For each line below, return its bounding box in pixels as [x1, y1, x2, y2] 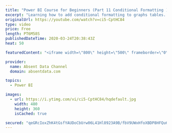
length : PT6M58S [5, 31, 40, 36]
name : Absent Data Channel [10, 64, 68, 69]
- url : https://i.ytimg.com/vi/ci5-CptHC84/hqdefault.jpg [10, 97, 137, 102]
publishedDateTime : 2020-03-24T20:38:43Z [5, 36, 95, 41]
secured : [5, 120, 24, 125]
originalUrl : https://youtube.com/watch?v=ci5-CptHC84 [5, 17, 125, 22]
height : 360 [14, 106, 40, 112]
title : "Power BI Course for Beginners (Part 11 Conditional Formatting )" [5, 7, 170, 13]
